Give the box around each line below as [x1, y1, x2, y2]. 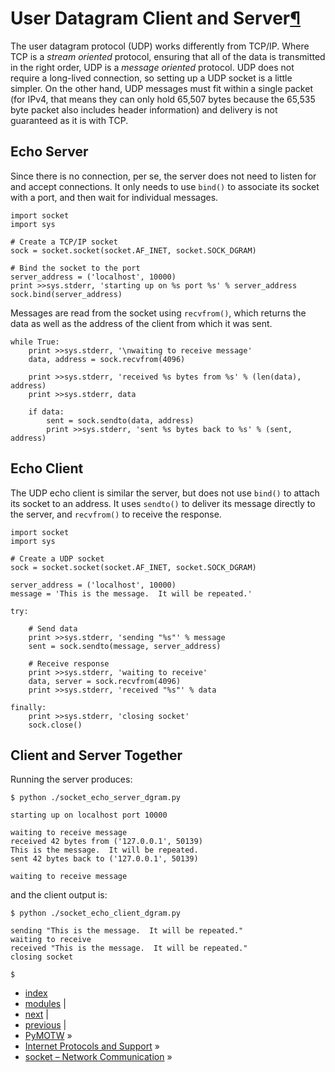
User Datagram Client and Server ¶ [10, 7, 301, 30]
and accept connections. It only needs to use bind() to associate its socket [10, 180, 320, 192]
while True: [10, 337, 60, 347]
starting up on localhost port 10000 [10, 810, 168, 821]
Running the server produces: [10, 773, 133, 786]
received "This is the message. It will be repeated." [10, 943, 248, 954]
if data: [28, 407, 65, 417]
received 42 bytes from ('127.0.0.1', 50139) [10, 837, 203, 847]
